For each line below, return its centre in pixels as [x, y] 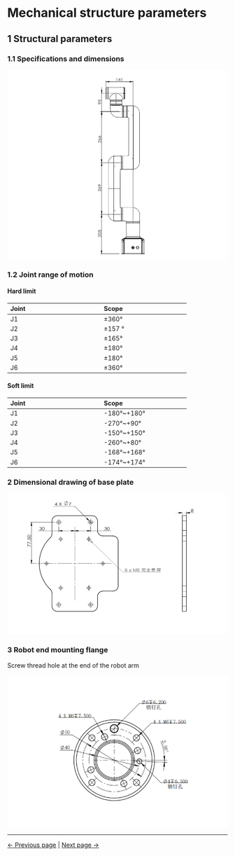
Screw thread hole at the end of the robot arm [73, 665]
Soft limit [21, 385]
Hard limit [22, 291]
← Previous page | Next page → [53, 845]
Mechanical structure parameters [107, 13]
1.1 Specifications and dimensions [66, 59]
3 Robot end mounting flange [58, 650]
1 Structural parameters [60, 39]
